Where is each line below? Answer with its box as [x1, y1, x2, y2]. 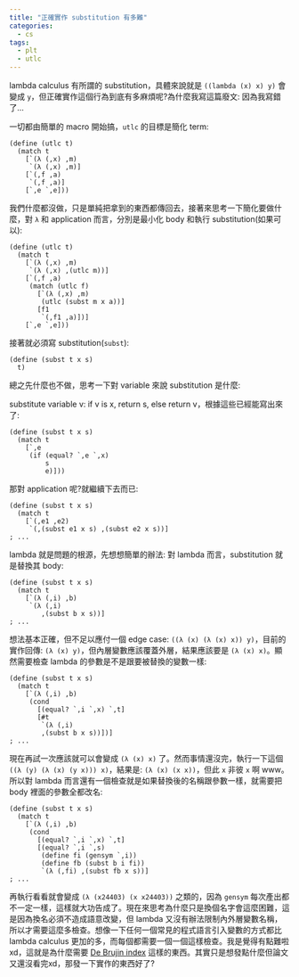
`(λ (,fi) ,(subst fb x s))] [41, 866, 149, 875]
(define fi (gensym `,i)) [41, 851, 138, 860]
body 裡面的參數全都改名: [9, 786, 103, 797]
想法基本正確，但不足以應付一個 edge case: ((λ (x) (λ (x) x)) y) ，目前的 [9, 634, 287, 644]
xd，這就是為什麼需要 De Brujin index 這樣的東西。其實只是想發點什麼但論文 [9, 947, 289, 957]
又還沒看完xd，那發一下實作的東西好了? [9, 958, 156, 968]
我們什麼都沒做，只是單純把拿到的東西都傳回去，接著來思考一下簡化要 [9, 202, 267, 213]
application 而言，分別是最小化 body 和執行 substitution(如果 [50, 214, 274, 224]
